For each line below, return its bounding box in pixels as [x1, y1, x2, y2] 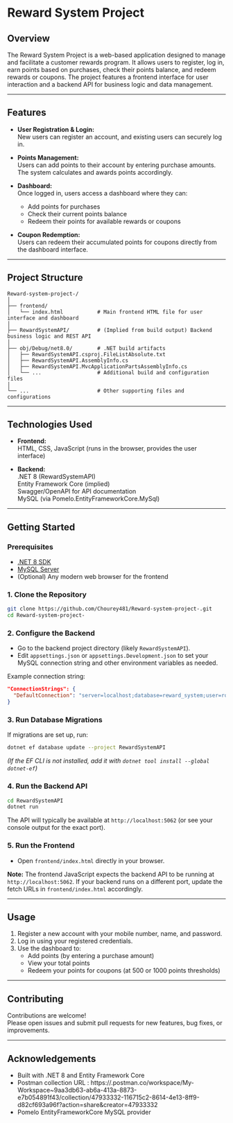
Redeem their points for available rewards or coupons [27, 217, 182, 225]
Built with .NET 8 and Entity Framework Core [17, 1071, 145, 1079]
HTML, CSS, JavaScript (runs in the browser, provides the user [17, 444, 198, 453]
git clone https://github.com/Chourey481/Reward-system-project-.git [7, 605, 213, 613]
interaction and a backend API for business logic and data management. [7, 80, 214, 88]
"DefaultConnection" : [13, 692, 76, 699]
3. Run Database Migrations [7, 715, 103, 725]
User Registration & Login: [17, 125, 95, 133]
